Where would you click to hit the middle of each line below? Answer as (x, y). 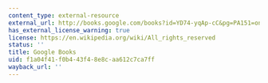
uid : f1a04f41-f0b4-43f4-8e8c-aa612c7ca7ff (82, 60)
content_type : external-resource (64, 15)
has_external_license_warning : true (69, 30)
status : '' (26, 45)
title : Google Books (43, 52)
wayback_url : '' (35, 67)
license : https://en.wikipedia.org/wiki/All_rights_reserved (112, 38)
